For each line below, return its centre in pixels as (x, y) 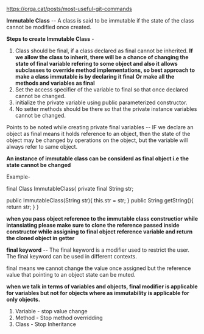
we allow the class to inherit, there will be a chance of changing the (102, 57)
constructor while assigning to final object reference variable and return (100, 232)
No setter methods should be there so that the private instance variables (106, 109)
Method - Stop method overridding (59, 318)
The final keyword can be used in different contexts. (72, 256)
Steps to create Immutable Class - (50, 39)
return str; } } (23, 207)
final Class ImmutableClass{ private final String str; (70, 189)
